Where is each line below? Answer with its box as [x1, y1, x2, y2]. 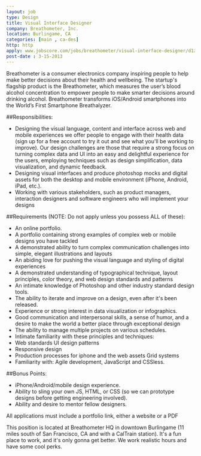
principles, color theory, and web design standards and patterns [14, 275, 173, 282]
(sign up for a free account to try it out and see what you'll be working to [14, 137, 194, 144]
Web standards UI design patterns [14, 339, 100, 346]
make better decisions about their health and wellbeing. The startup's [6, 76, 178, 83]
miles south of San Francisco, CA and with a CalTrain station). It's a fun [6, 430, 181, 437]
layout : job [6, 8, 36, 15]
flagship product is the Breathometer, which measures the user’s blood [6, 82, 181, 90]
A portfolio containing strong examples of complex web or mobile [14, 231, 176, 238]
